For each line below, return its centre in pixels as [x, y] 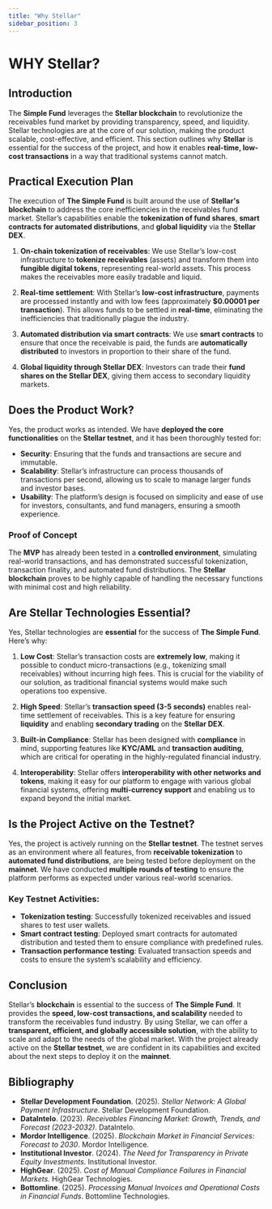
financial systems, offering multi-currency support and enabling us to [138, 790]
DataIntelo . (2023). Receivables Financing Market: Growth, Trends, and [140, 1118]
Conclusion [38, 985]
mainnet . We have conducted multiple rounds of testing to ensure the [126, 869]
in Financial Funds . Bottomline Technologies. [95, 1196]
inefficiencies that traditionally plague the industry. [104, 319]
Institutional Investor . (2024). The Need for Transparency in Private [134, 1153]
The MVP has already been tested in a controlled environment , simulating [133, 553]
